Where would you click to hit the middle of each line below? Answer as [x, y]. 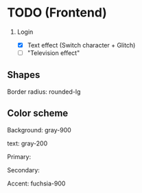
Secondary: [23, 170]
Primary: [19, 156]
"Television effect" [54, 53]
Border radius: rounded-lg [44, 92]
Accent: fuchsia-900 [36, 183]
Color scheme [38, 113]
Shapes [24, 75]
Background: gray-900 [39, 130]
